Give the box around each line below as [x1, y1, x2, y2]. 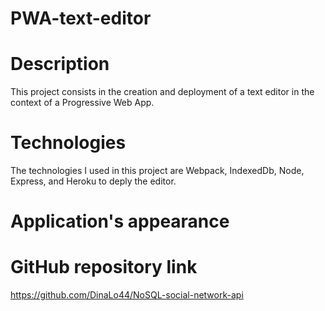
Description [10, 53, 110, 76]
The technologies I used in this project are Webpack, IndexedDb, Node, [10, 165, 305, 177]
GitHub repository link [10, 256, 198, 279]
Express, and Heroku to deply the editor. [10, 175, 177, 187]
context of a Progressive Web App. [10, 97, 155, 109]
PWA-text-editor [10, 7, 152, 30]
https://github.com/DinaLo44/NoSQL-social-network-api [10, 289, 244, 301]
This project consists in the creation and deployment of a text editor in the [10, 86, 315, 98]
